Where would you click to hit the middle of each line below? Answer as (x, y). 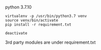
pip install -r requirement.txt (38, 25)
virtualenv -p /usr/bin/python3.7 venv (46, 16)
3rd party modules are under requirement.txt (50, 42)
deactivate (16, 33)
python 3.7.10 (18, 7)
